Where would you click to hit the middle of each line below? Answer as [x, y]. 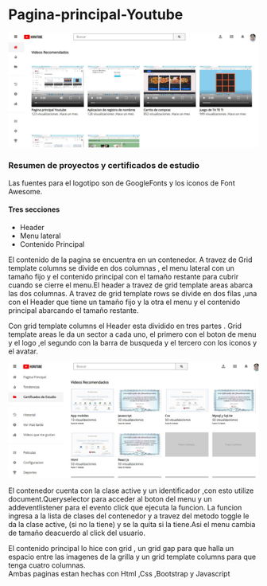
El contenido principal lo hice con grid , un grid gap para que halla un [121, 548]
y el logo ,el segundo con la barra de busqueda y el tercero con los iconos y [133, 342]
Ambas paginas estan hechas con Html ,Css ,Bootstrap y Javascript [119, 573]
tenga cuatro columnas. [47, 565]
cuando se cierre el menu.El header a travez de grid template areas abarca [130, 285]
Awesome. [25, 191]
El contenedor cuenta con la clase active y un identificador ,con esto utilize [131, 490]
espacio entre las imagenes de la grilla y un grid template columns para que [132, 557]
